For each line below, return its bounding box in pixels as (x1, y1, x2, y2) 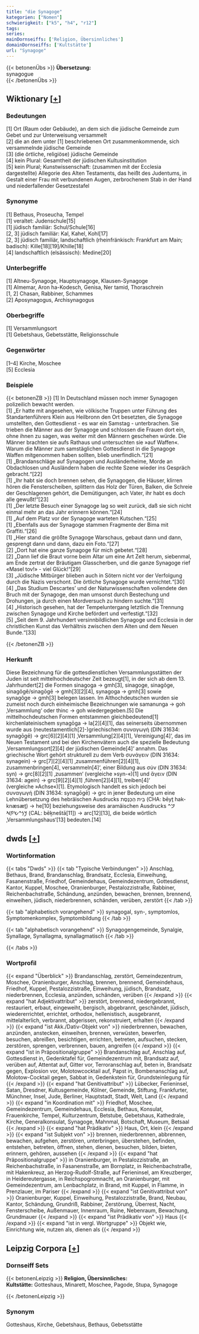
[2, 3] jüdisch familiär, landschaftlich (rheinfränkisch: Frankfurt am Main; (6, 236, 183, 243)
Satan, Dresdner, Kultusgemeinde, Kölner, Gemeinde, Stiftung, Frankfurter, (6, 1086, 188, 1094)
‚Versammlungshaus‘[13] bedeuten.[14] (6, 816, 102, 823)
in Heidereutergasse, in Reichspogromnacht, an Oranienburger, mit (6, 1175, 170, 1182)
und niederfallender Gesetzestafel (6, 183, 90, 190)
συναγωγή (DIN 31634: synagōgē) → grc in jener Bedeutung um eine (6, 789, 175, 796)
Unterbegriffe (6, 264, 46, 272)
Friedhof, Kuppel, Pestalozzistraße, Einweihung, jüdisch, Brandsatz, (6, 985, 171, 992)
